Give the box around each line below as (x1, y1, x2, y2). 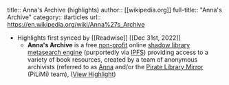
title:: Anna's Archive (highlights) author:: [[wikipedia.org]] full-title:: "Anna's (7, 6, 222, 14)
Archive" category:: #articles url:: (7, 13, 101, 21)
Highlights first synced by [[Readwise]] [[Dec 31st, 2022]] (17, 34, 181, 42)
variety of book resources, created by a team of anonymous (27, 56, 198, 64)
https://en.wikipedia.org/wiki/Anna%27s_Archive (7, 21, 145, 28)
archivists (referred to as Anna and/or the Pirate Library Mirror (27, 63, 204, 71)
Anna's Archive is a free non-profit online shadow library (27, 41, 190, 49)
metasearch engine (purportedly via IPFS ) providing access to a (27, 48, 208, 56)
